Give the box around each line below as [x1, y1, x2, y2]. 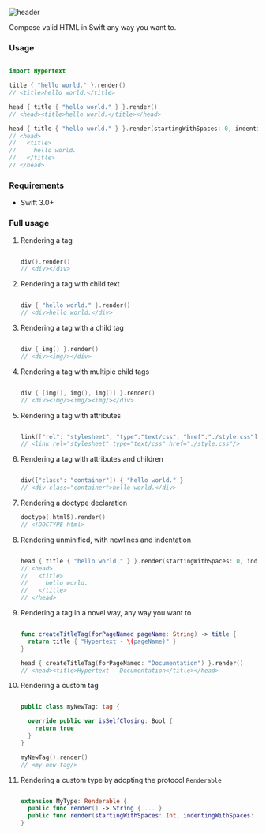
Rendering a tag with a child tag [20, 324, 125, 333]
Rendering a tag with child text [20, 279, 121, 289]
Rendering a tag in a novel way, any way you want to [20, 608, 192, 618]
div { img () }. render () [20, 346, 99, 353]
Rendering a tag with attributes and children [20, 454, 164, 464]
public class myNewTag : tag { [20, 703, 121, 711]
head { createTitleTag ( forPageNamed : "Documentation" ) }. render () [20, 659, 244, 667]
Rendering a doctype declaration [20, 498, 128, 508]
